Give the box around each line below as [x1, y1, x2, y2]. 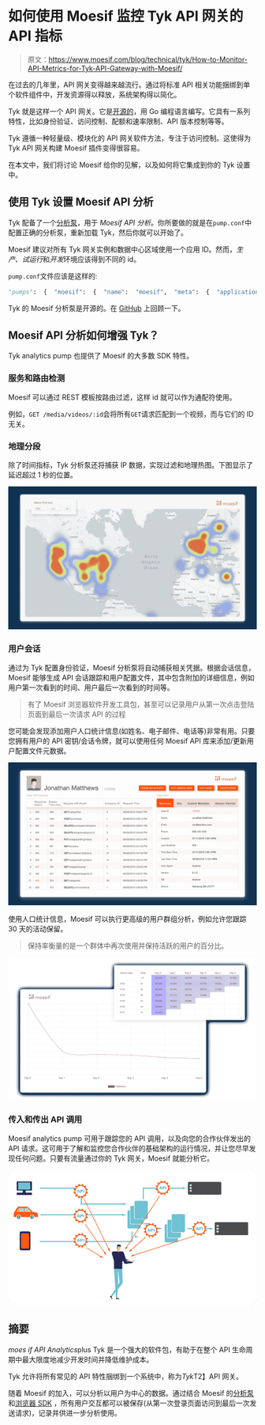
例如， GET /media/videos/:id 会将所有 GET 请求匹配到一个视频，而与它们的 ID [8, 409, 254, 419]
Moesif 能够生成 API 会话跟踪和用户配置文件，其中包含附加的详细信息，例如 [8, 673, 255, 682]
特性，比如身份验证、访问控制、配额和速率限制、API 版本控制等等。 [8, 116, 229, 126]
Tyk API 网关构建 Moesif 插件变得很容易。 [8, 143, 144, 153]
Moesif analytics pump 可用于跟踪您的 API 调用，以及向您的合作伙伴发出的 [8, 1133, 251, 1143]
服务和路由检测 [8, 373, 65, 384]
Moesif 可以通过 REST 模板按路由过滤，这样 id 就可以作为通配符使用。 [8, 392, 237, 402]
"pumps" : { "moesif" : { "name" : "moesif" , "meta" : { [8, 288, 211, 296]
